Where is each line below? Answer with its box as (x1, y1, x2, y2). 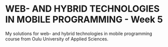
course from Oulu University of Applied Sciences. (5, 36, 109, 42)
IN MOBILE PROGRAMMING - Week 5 (5, 14, 163, 25)
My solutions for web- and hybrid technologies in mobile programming (5, 30, 153, 36)
